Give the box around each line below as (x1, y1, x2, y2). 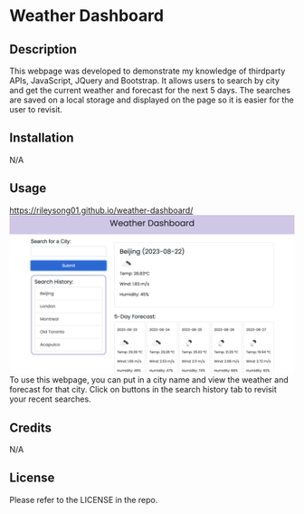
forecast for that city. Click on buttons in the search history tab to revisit (9, 384, 278, 395)
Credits (9, 420, 52, 435)
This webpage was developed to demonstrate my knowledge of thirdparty (9, 65, 286, 76)
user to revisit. (9, 104, 63, 114)
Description (9, 42, 77, 57)
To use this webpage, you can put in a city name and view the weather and (9, 374, 290, 385)
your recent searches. (9, 393, 92, 404)
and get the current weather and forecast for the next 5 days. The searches (9, 85, 291, 95)
